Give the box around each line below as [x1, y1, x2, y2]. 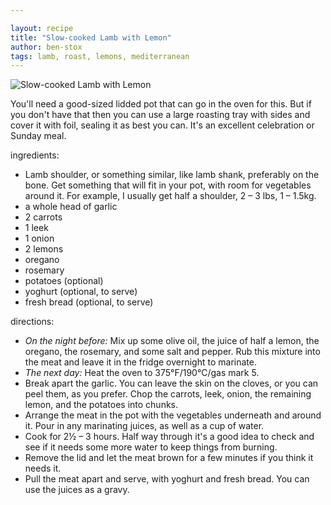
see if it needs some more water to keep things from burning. [24, 441, 278, 453]
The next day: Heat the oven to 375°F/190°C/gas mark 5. [24, 367, 260, 379]
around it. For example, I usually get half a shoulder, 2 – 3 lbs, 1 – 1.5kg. [24, 190, 317, 202]
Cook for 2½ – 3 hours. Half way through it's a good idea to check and [24, 431, 315, 443]
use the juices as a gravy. [24, 484, 130, 496]
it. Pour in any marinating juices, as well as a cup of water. [24, 420, 265, 432]
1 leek [24, 222, 49, 234]
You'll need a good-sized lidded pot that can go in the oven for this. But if [10, 98, 312, 110]
